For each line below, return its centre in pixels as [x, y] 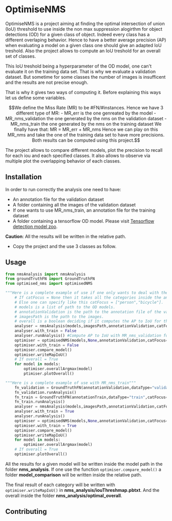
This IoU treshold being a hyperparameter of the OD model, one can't [79, 66]
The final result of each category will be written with [60, 485]
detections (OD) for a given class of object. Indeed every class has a [78, 34]
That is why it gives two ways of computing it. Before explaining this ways [83, 92]
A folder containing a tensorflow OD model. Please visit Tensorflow [83, 221]
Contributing [26, 512]
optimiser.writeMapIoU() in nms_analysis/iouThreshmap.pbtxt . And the [82, 490]
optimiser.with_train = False [47, 345]
